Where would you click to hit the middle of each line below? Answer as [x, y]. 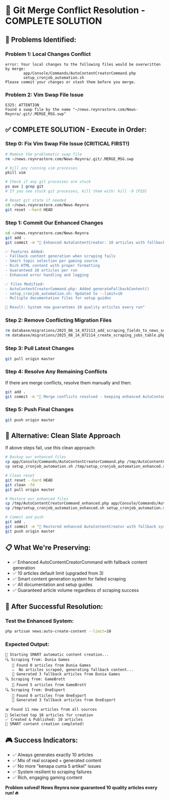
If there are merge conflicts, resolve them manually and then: [68, 382]
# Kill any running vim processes [41, 168]
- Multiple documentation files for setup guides [58, 298]
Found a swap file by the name [38, 110]
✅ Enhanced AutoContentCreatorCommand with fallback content [80, 562]
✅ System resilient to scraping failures [52, 772]
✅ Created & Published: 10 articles [44, 720]
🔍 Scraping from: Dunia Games [37, 660]
